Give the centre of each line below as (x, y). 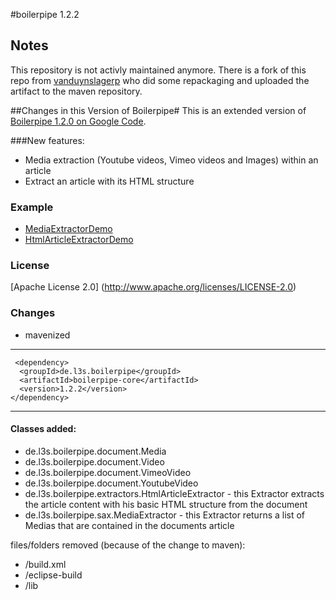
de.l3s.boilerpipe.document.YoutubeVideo (111, 483)
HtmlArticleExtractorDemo (79, 240)
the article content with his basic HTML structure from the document (166, 504)
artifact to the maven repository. (76, 91)
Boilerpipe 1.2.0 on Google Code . (78, 121)
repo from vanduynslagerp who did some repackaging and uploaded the (160, 80)
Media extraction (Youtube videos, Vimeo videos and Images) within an (171, 160)
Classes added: (43, 429)
